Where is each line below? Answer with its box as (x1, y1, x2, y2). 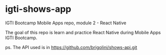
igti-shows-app (5, 3, 72, 15)
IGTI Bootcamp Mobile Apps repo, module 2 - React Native (5, 20, 126, 26)
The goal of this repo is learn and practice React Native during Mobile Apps (5, 29, 161, 35)
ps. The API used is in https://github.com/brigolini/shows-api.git (5, 44, 137, 50)
